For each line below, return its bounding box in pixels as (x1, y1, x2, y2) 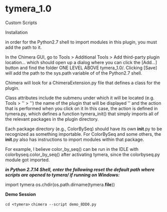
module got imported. (5, 156, 50, 163)
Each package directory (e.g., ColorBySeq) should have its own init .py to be (5, 126, 162, 132)
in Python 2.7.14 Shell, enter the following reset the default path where (5, 166, 154, 172)
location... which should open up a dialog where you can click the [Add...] (5, 59, 157, 65)
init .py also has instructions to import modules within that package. (5, 136, 144, 142)
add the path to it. (5, 44, 42, 50)
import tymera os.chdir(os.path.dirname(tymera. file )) (5, 181, 115, 187)
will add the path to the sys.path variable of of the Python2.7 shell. (5, 70, 142, 76)
